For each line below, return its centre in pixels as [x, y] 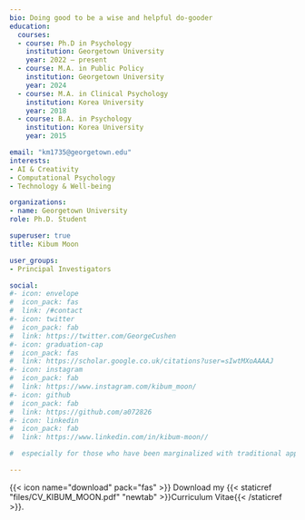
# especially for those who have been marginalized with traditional [146, 454]
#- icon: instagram [46, 370]
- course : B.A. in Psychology [74, 119]
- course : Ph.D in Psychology [74, 43]
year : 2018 [46, 111]
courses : [34, 34]
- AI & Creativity [44, 169]
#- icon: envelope [44, 294]
